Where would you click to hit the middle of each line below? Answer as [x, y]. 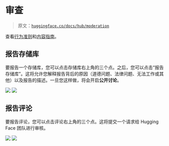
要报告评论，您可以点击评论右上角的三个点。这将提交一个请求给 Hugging [82, 121]
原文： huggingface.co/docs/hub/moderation [64, 26]
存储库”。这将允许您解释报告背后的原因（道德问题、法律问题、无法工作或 [82, 74]
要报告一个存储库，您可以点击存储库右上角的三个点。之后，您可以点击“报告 [85, 67]
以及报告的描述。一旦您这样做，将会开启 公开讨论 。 [68, 80]
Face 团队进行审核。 [27, 128]
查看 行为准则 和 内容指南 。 [32, 36]
